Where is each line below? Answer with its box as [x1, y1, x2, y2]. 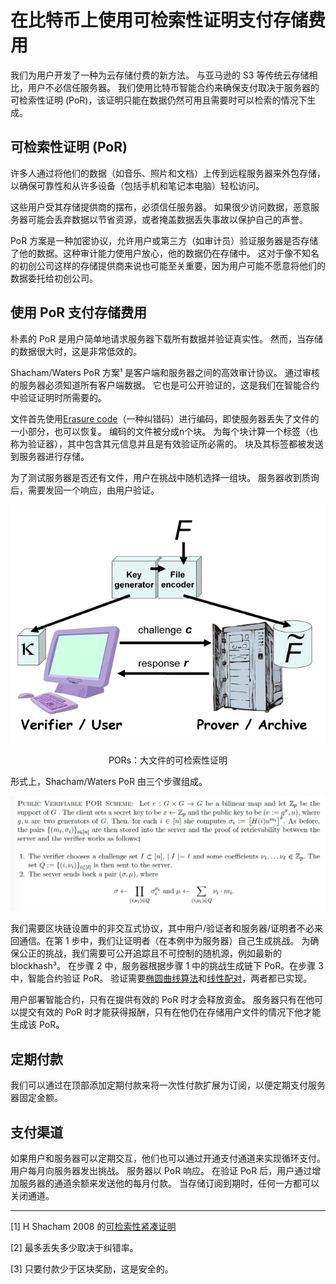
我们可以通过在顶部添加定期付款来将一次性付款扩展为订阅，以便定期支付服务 [10, 1079, 326, 1091]
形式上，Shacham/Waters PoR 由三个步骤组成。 [10, 775, 208, 787]
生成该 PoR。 [10, 1019, 65, 1031]
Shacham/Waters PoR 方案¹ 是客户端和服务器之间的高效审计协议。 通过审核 [10, 366, 321, 378]
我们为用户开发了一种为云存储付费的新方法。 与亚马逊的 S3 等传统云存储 [10, 69, 310, 81]
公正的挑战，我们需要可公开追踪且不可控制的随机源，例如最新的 [18, 947, 282, 960]
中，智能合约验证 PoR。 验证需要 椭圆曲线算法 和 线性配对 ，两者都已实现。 [10, 972, 313, 985]
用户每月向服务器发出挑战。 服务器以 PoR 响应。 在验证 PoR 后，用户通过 [10, 1165, 313, 1177]
